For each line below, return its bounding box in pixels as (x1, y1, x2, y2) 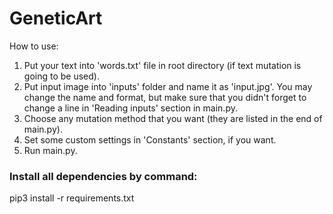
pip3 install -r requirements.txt (9, 192, 135, 204)
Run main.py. (23, 144, 78, 156)
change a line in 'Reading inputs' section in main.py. (23, 102, 238, 114)
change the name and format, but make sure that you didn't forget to (23, 91, 307, 103)
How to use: (9, 40, 59, 52)
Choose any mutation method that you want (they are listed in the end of (23, 112, 323, 124)
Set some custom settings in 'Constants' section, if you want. (23, 133, 277, 146)
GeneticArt (9, 7, 103, 30)
